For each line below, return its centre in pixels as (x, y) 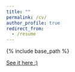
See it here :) (22, 63)
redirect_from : (25, 28)
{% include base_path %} (38, 51)
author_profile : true (33, 23)
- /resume (24, 34)
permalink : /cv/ (26, 17)
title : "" (19, 12)
